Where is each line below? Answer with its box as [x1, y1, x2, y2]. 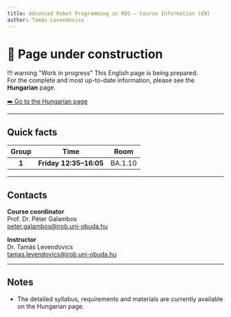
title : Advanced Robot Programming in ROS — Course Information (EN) [7, 10, 211, 17]
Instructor [7, 236, 36, 244]
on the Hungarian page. [16, 302, 85, 310]
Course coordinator [7, 207, 65, 216]
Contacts [7, 189, 48, 201]
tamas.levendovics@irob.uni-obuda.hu [7, 250, 117, 258]
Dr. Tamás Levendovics [7, 243, 74, 252]
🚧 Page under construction [7, 46, 164, 62]
